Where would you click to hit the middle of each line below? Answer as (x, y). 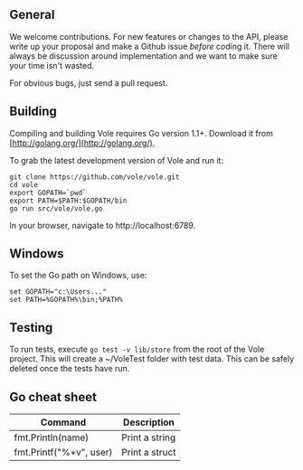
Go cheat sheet (53, 397)
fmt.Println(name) (52, 437)
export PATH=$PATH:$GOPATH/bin (68, 201)
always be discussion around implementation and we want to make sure (143, 56)
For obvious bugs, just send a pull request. (89, 83)
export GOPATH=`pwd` (48, 193)
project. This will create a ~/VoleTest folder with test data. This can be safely (152, 359)
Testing (31, 328)
